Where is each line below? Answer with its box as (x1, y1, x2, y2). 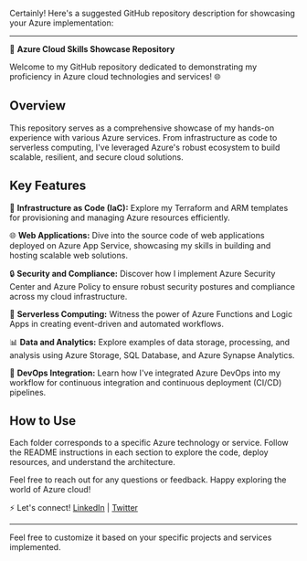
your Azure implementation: (9, 17, 114, 28)
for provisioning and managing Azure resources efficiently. (9, 212, 230, 223)
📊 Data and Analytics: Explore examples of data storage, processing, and (9, 336, 291, 347)
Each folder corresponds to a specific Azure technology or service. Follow (9, 438, 290, 449)
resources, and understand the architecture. (9, 457, 175, 468)
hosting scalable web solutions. (9, 249, 128, 260)
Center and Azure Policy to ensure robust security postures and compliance (9, 280, 295, 291)
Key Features (9, 178, 87, 194)
